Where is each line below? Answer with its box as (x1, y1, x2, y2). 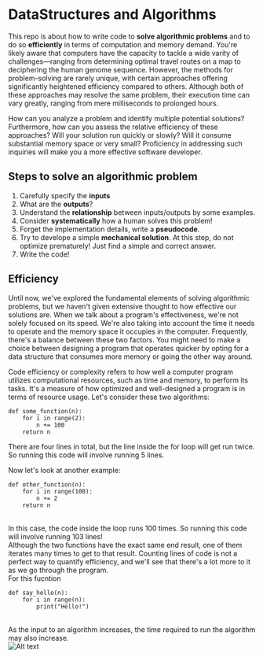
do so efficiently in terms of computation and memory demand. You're (8, 39, 238, 49)
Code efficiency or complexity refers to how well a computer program (8, 367, 234, 376)
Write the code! (19, 250, 70, 259)
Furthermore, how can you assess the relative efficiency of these (8, 122, 218, 131)
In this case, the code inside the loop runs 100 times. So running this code (8, 523, 247, 533)
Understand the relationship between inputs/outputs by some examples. (19, 207, 256, 217)
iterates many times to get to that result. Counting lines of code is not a (8, 549, 238, 558)
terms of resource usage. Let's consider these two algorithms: (8, 392, 210, 401)
